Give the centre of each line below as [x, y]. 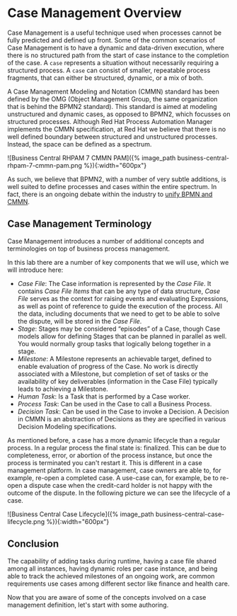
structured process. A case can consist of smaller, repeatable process [109, 70]
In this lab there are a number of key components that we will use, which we [118, 262]
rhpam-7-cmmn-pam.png [45, 165]
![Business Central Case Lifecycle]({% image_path [81, 514]
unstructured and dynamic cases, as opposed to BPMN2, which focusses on [119, 114]
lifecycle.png [26, 521]
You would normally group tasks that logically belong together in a [114, 343]
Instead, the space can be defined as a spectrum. [80, 144]
